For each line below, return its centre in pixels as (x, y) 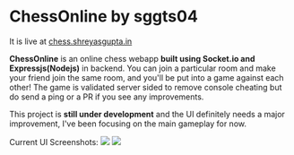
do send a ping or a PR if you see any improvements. (107, 97)
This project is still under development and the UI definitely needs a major (147, 114)
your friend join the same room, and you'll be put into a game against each (147, 77)
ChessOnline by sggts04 (104, 17)
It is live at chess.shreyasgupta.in (71, 41)
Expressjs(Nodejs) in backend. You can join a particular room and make (143, 68)
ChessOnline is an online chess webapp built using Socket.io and (132, 58)
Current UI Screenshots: (54, 142)
